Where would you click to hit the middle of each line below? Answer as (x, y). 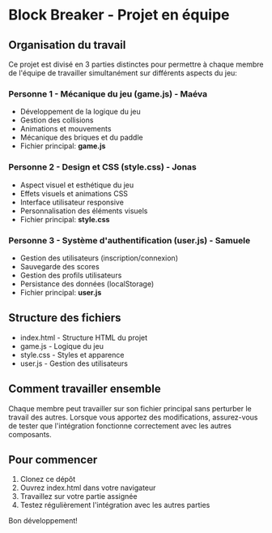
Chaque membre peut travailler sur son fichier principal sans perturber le (130, 408)
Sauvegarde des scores (59, 266)
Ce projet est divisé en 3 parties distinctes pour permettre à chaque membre (136, 64)
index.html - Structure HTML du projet (84, 337)
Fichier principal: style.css (65, 219)
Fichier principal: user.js (61, 292)
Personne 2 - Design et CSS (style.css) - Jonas (102, 167)
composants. (30, 434)
